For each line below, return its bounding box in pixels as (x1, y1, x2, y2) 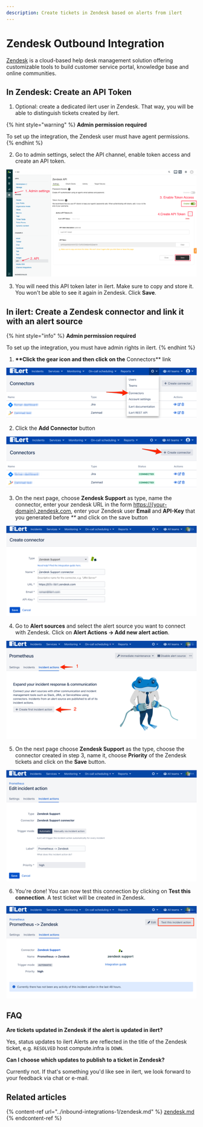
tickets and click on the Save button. (14, 758, 106, 765)
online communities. (6, 70, 57, 77)
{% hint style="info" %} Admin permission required (6, 332, 137, 340)
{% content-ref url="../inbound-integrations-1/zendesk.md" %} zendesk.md (6, 1108, 195, 1115)
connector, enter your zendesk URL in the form (14, 501, 132, 508)
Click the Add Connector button (14, 424, 95, 432)
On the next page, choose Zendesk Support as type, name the (14, 494, 172, 502)
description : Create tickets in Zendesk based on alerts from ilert (6, 10, 182, 16)
